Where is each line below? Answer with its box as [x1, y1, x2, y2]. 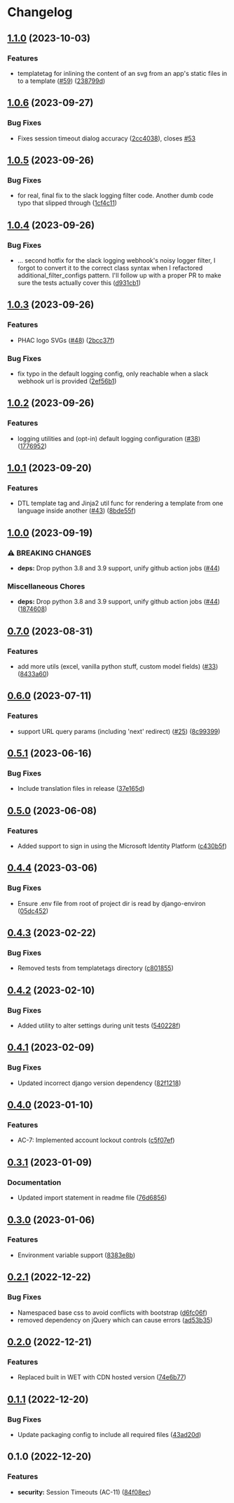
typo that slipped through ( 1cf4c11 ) [17, 199, 118, 207]
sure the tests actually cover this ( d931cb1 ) [17, 278, 142, 287]
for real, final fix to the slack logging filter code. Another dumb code [17, 191, 214, 200]
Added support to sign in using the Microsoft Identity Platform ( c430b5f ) [17, 842, 228, 851]
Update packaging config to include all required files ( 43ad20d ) [17, 1430, 202, 1438]
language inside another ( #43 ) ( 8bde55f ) [17, 506, 137, 515]
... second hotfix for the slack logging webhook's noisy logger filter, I [17, 256, 216, 264]
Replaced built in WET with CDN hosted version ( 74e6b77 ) [17, 1373, 187, 1381]
